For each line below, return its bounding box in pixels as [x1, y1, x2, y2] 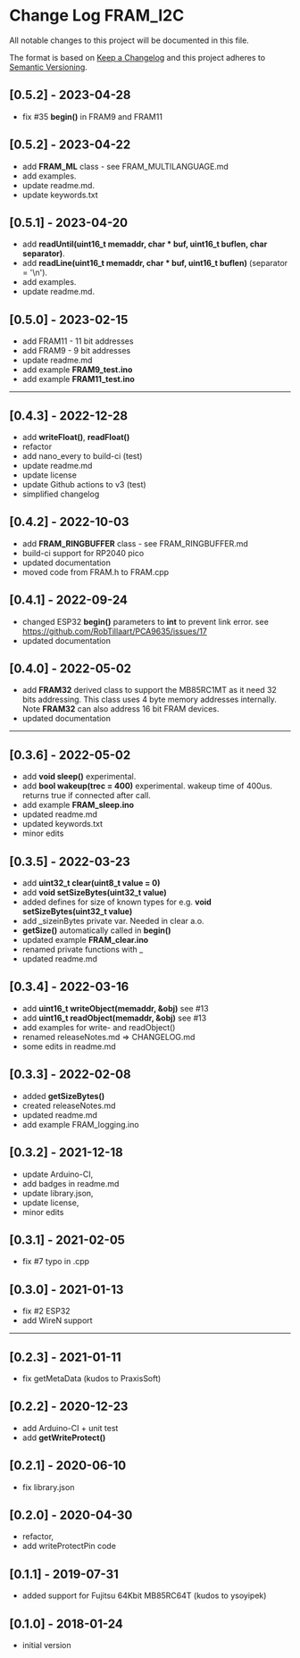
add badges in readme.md [21, 1178, 120, 1188]
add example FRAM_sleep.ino [21, 800, 135, 811]
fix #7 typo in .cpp [21, 1256, 90, 1267]
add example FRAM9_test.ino [21, 364, 133, 375]
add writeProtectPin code [21, 1541, 116, 1552]
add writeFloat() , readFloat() [21, 432, 130, 442]
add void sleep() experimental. [21, 771, 137, 782]
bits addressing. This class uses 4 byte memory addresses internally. [21, 694, 277, 705]
